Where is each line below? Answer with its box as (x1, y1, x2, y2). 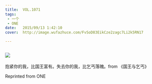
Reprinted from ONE (5, 73, 46, 79)
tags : (5, 12, 16, 17)
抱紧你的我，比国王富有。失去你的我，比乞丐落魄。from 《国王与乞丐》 (5, 63, 149, 69)
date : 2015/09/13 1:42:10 (5, 26, 63, 30)
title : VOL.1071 (5, 7, 41, 12)
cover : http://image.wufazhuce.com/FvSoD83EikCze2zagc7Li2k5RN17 (5, 30, 144, 35)
